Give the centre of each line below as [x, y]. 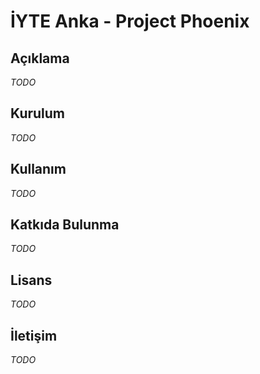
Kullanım [38, 169]
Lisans [31, 280]
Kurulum [38, 113]
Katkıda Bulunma [65, 225]
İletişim [34, 335]
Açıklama [40, 58]
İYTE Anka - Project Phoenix [130, 21]
